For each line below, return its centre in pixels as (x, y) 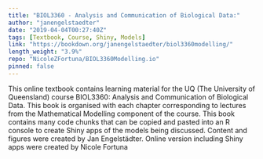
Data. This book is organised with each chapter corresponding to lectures (127, 105)
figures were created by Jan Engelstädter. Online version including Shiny (126, 139)
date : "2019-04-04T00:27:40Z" (58, 30)
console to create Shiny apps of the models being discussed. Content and (128, 130)
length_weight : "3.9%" (45, 52)
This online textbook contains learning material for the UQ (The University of (132, 89)
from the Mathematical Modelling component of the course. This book (122, 114)
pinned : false (31, 67)
